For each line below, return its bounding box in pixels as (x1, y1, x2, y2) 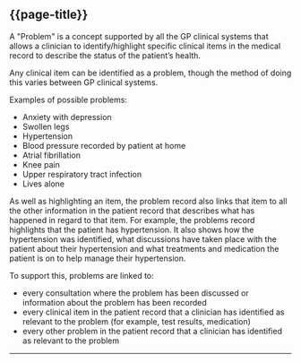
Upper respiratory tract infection (21, 169, 142, 179)
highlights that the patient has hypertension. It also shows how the (9, 224, 254, 235)
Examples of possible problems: (9, 94, 128, 105)
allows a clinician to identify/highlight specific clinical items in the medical (9, 40, 281, 51)
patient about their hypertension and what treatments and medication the (9, 243, 279, 254)
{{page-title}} (9, 7, 89, 22)
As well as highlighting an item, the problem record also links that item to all (9, 195, 288, 206)
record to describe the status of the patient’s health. (9, 49, 202, 61)
